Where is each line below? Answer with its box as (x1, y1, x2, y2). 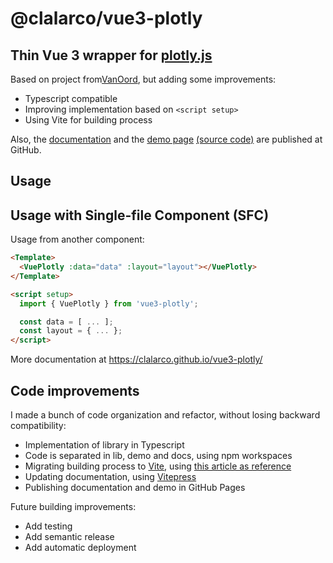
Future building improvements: (10, 501, 137, 513)
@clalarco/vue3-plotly (10, 7, 203, 30)
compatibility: (10, 420, 67, 432)
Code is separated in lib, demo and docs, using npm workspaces (24, 450, 293, 462)
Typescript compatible (24, 93, 118, 104)
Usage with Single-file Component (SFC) (10, 207, 270, 224)
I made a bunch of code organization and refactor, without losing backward (10, 409, 321, 421)
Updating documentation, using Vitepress (24, 471, 197, 483)
